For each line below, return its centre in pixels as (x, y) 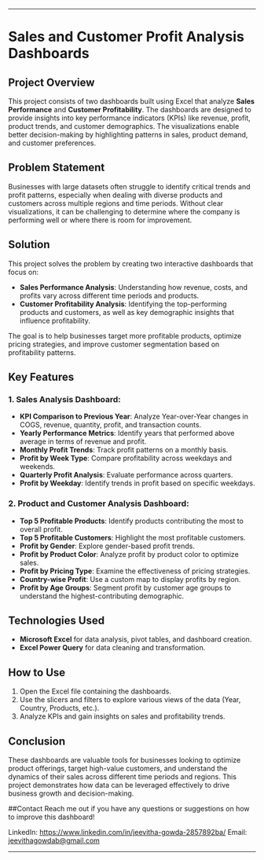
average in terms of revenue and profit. (83, 441)
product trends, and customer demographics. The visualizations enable (124, 126)
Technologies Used (56, 620)
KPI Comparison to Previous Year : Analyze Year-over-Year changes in (134, 416)
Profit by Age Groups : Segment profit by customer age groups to (125, 587)
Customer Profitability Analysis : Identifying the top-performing (123, 304)
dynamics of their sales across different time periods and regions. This (123, 777)
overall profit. (41, 529)
